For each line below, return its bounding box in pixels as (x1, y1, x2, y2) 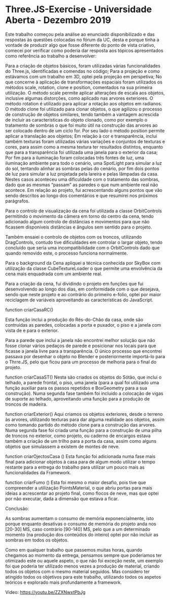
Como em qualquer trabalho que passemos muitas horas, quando (5, 547, 143, 553)
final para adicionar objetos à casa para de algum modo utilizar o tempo (5, 459, 156, 465)
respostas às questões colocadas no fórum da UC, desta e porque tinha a (5, 37, 159, 43)
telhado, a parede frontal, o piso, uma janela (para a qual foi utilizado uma (5, 379, 159, 385)
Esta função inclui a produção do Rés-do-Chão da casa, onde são (5, 317, 144, 323)
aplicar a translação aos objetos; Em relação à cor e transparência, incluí (5, 133, 157, 139)
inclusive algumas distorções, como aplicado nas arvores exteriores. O (5, 95, 153, 101)
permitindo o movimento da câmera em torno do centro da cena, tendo (5, 213, 154, 219)
